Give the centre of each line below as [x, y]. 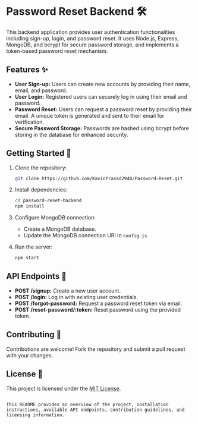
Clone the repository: [41, 168]
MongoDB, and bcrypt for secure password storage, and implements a [92, 45]
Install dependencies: [41, 190]
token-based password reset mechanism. [57, 51]
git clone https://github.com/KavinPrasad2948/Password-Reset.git [99, 178]
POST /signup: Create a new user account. [67, 290]
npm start [27, 258]
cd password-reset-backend [48, 201]
